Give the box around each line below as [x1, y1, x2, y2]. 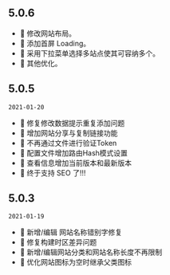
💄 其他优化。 [19, 58, 62, 68]
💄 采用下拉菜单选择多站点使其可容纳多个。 [19, 48, 160, 58]
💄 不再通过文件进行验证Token [19, 138, 117, 147]
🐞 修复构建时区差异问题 [19, 238, 97, 247]
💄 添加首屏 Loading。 [19, 38, 90, 48]
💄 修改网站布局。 [19, 28, 76, 38]
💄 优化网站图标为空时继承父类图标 [19, 257, 132, 267]
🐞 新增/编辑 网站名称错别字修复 [19, 227, 122, 238]
